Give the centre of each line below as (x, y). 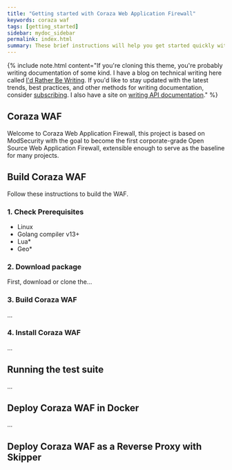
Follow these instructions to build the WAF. (68, 194)
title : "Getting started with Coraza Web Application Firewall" (101, 13)
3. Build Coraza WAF (42, 300)
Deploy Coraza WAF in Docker (73, 408)
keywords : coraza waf (38, 20)
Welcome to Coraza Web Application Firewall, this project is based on (106, 133)
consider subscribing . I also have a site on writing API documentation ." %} (113, 95)
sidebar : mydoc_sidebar (41, 33)
